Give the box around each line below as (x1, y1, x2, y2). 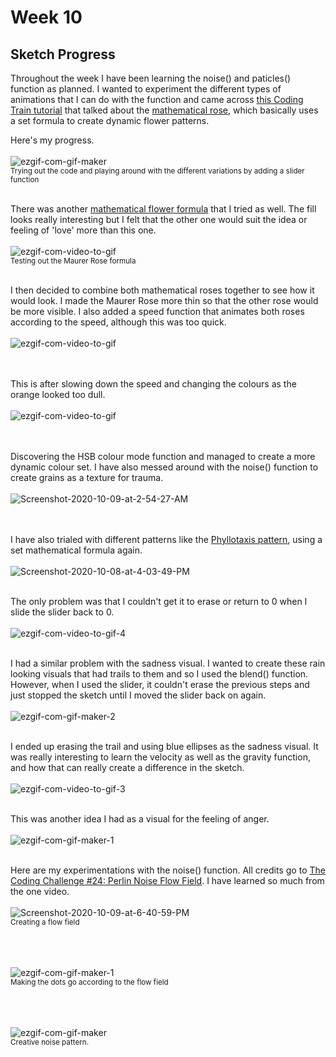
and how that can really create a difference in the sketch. (10, 762, 245, 773)
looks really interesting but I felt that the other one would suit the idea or (10, 214, 308, 225)
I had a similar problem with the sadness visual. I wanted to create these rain (10, 657, 326, 669)
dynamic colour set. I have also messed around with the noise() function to (10, 461, 319, 473)
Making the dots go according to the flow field (10, 977, 169, 987)
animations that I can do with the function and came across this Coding (10, 94, 304, 105)
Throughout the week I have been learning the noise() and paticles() (10, 72, 292, 84)
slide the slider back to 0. (10, 606, 115, 618)
